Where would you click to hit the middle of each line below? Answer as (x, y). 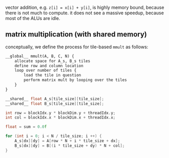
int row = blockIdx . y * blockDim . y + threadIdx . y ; (60, 113)
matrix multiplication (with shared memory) (76, 35)
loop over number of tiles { (46, 71)
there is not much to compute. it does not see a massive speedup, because (84, 13)
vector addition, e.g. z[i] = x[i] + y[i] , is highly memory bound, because (85, 7)
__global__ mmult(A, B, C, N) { (40, 56)
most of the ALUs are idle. (33, 18)
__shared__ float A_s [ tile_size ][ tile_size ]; (55, 99)
